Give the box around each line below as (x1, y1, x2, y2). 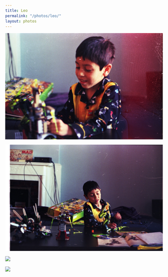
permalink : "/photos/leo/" (5, 13, 61, 18)
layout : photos (5, 18, 37, 23)
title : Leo (5, 8, 28, 13)
